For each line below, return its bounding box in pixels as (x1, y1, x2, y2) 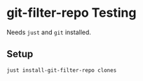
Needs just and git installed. (6, 28, 92, 36)
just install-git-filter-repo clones (6, 66, 117, 74)
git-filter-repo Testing (6, 5, 137, 21)
